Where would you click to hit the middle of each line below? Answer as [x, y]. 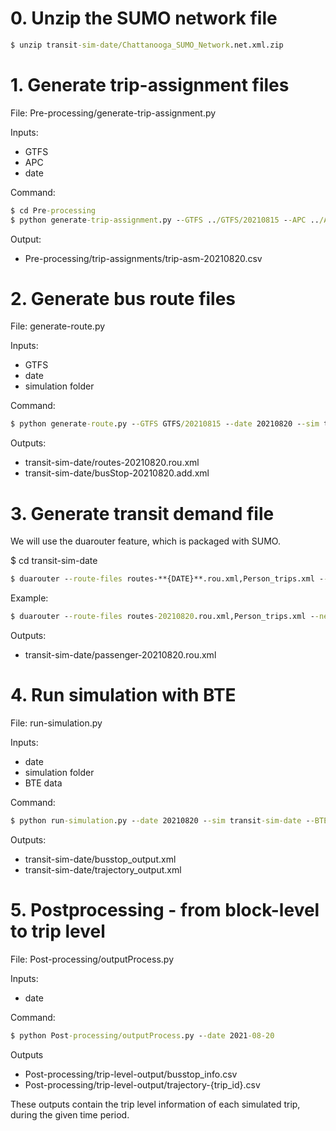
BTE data [43, 783]
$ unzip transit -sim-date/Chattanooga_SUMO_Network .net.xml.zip [147, 45]
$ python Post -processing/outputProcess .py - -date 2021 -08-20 [142, 1035]
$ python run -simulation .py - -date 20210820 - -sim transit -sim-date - [160, 820]
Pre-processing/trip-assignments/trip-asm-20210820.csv [143, 258]
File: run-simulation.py [56, 723]
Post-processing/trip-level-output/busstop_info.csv [131, 1074]
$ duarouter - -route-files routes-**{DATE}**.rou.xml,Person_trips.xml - [167, 579]
